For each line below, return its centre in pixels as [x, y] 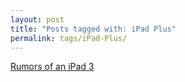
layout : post [37, 19]
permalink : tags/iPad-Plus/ [69, 38]
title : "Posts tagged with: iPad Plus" [93, 29]
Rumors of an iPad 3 [52, 67]
